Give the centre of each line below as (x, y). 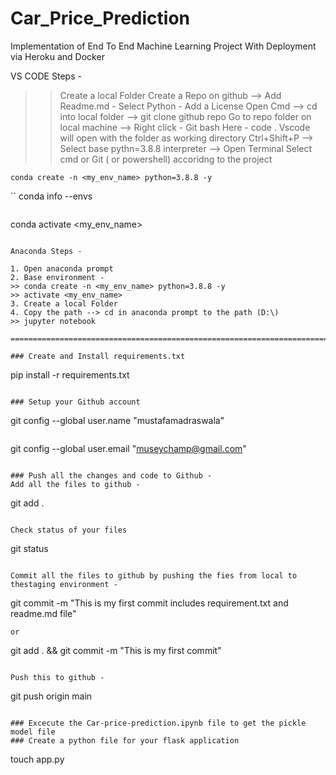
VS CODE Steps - (46, 76)
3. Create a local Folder (64, 303)
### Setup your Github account (75, 402)
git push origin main (51, 696)
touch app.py (37, 759)
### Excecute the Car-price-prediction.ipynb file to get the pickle (158, 723)
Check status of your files (69, 530)
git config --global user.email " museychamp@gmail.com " (128, 448)
